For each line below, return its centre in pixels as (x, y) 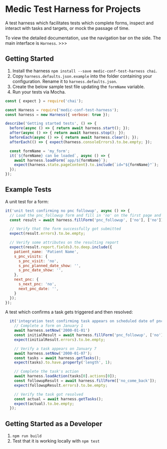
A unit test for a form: (27, 201)
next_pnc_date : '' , (38, 289)
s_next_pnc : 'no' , (37, 284)
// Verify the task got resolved (49, 394)
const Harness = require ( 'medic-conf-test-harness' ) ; (62, 110)
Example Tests (28, 190)
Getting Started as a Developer (54, 424)
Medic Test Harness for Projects (73, 9)
